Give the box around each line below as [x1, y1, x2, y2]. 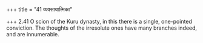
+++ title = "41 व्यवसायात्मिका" [6, 6, 73, 13]
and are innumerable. [6, 31, 59, 38]
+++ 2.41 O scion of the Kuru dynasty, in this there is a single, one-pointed [6, 18, 193, 25]
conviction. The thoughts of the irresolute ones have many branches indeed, [6, 24, 198, 31]
